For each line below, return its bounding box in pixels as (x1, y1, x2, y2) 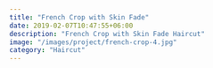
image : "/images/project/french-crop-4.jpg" (9, 37, 177, 47)
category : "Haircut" (9, 46, 86, 55)
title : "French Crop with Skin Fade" (9, 12, 150, 22)
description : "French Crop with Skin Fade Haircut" (9, 29, 205, 38)
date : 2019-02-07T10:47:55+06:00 (9, 21, 134, 30)
